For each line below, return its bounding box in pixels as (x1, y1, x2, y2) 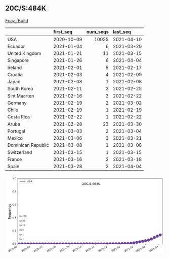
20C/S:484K (5, 4, 47, 13)
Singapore (7, 57, 29, 63)
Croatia (7, 71, 23, 78)
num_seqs (86, 29, 109, 35)
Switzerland (7, 149, 32, 155)
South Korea (7, 86, 33, 92)
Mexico (7, 135, 23, 141)
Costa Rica (7, 114, 30, 120)
